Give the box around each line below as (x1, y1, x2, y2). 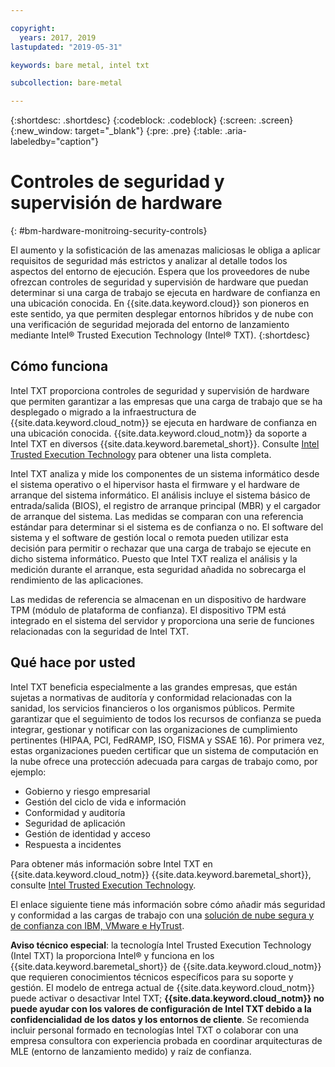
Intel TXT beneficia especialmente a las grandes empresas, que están (10, 681, 298, 693)
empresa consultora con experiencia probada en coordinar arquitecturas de (10, 1034, 323, 1046)
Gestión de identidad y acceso (24, 827, 151, 840)
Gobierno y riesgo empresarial (24, 785, 151, 797)
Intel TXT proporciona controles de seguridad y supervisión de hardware (10, 384, 310, 396)
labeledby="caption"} (10, 136, 99, 148)
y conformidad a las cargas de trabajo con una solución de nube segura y (10, 909, 315, 921)
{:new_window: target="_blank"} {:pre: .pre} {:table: (10, 125, 223, 137)
